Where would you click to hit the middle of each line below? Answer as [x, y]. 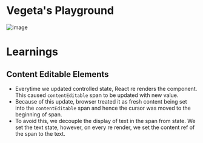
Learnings [32, 52]
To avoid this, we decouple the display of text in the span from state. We [105, 121]
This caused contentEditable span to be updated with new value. [97, 95]
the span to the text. [40, 133]
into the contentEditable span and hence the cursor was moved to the [103, 108]
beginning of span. [38, 114]
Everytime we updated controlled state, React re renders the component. [106, 88]
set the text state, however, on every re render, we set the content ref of [105, 127]
